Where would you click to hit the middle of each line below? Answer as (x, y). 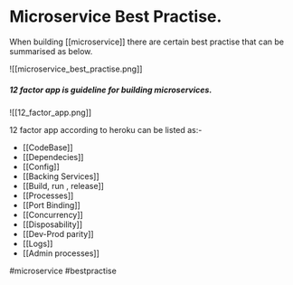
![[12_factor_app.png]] (51, 112)
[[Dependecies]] (53, 157)
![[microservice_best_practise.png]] (76, 69)
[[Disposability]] (52, 224)
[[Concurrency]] (52, 214)
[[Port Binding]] (52, 204)
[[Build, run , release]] (63, 185)
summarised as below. (51, 51)
